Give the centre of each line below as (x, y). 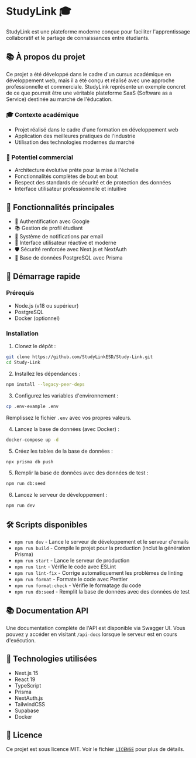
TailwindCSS (30, 704)
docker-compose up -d (32, 440)
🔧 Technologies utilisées (52, 659)
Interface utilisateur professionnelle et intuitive (71, 189)
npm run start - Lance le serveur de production (72, 560)
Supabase (27, 710)
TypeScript (28, 685)
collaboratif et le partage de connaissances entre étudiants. (78, 38)
